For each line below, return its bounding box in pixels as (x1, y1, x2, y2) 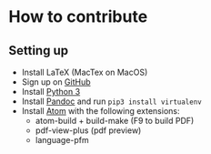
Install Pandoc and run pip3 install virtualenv (21, 96, 202, 107)
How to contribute (8, 6, 148, 27)
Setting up (8, 43, 69, 58)
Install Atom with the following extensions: (21, 106, 180, 116)
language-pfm (35, 135, 90, 145)
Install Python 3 (21, 87, 81, 97)
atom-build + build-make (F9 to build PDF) (35, 116, 195, 126)
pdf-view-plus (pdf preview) (35, 125, 142, 136)
